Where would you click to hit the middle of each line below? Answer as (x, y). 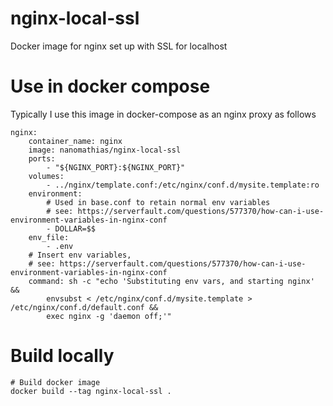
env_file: (49, 237)
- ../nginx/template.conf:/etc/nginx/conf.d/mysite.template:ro (183, 185)
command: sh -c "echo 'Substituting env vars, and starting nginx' (171, 281)
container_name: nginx (75, 141)
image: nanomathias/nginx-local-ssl (105, 150)
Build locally (62, 356)
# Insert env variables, (80, 255)
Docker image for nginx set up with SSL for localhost (119, 46)
